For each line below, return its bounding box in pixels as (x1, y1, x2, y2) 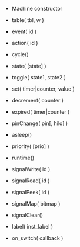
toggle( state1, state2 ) (11, 74, 66, 81)
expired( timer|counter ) (11, 108, 70, 115)
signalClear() (11, 211, 43, 219)
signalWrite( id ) (11, 166, 51, 172)
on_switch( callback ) (11, 235, 64, 242)
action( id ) (11, 40, 38, 46)
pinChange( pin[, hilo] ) (11, 120, 68, 127)
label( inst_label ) (11, 223, 54, 230)
